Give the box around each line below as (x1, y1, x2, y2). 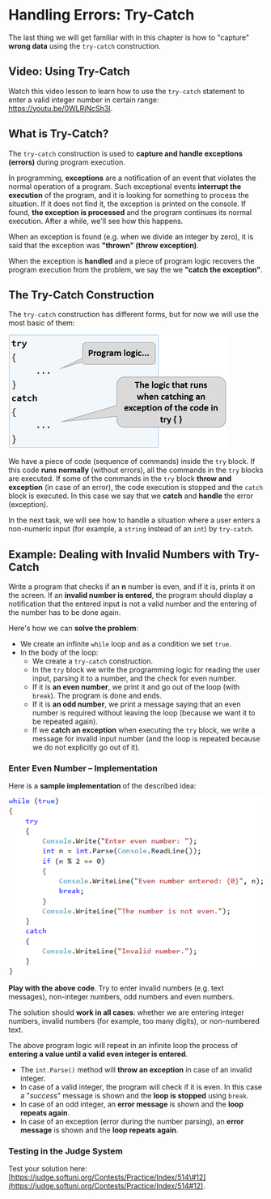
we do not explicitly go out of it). (32, 742, 140, 752)
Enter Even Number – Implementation (8, 763, 158, 774)
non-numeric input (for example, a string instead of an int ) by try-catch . (8, 524, 254, 534)
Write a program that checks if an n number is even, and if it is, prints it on (8, 582, 256, 591)
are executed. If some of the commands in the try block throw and (8, 474, 232, 483)
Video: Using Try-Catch (8, 65, 131, 79)
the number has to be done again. (8, 608, 121, 617)
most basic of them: (8, 318, 75, 328)
